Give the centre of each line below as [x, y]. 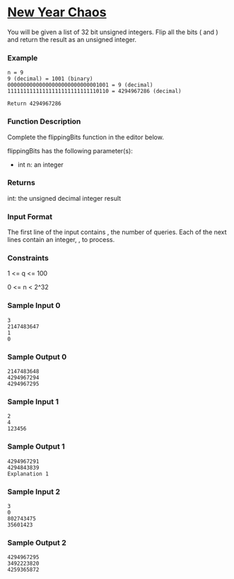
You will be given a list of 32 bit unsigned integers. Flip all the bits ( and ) [113, 32]
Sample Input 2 [34, 492]
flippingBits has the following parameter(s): [70, 150]
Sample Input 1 [33, 402]
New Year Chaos [57, 12]
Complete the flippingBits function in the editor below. [86, 137]
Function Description [44, 121]
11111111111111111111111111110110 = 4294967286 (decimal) [94, 92]
